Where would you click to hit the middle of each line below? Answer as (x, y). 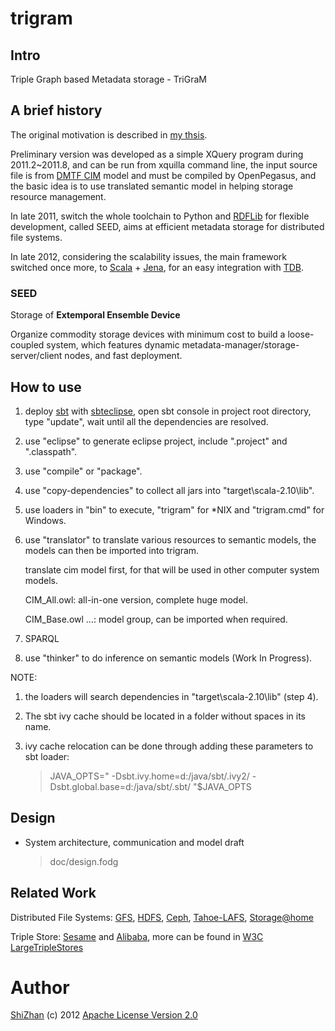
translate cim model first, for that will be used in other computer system (172, 569)
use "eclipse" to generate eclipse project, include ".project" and (156, 441)
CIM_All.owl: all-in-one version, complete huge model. (136, 599)
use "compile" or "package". (83, 471)
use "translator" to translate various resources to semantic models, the (170, 539)
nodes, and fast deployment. (123, 356)
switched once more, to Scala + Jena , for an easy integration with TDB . (157, 267)
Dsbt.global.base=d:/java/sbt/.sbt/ (120, 786)
